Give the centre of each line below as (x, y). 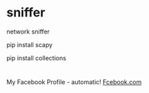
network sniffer (28, 31)
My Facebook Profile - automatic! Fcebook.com (74, 82)
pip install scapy (30, 44)
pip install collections (37, 58)
